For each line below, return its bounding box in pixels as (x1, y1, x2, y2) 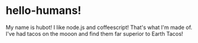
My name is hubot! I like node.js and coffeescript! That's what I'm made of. (5, 24, 193, 31)
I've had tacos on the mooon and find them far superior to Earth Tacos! (5, 30, 183, 37)
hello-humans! (5, 4, 81, 18)
